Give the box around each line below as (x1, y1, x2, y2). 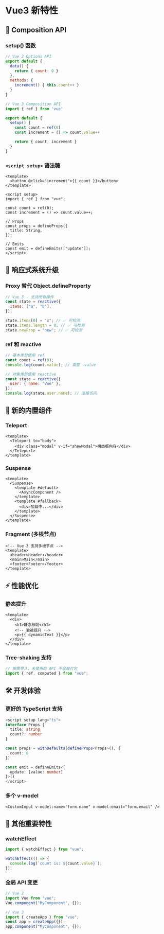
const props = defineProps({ (5, 223, 68, 228)
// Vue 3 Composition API (5, 101, 61, 107)
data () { (10, 63, 29, 68)
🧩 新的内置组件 (5, 406, 52, 415)
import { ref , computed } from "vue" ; (5, 671, 88, 676)
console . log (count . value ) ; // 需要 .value (5, 362, 96, 367)
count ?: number (10, 732, 43, 737)
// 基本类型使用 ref (5, 353, 45, 358)
